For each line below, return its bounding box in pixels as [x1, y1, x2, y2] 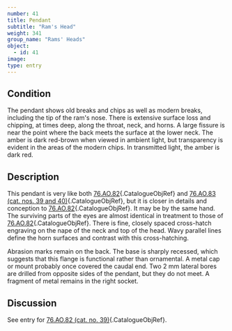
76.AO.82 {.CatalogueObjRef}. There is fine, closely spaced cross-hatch [7, 219, 212, 227]
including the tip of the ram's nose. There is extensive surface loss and [7, 114, 211, 122]
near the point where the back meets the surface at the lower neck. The [7, 128, 214, 137]
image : [7, 56, 26, 63]
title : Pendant [7, 17, 52, 24]
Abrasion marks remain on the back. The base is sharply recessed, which [7, 247, 218, 256]
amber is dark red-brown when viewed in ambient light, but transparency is [7, 136, 224, 144]
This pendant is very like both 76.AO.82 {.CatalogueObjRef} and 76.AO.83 [7, 190, 216, 198]
